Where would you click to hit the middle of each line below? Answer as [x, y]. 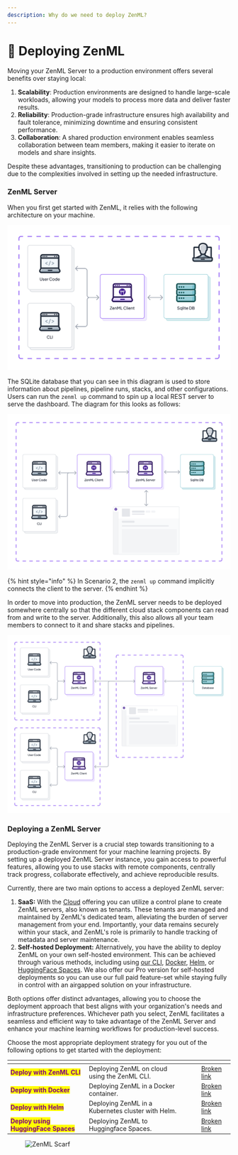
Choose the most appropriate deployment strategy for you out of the [107, 1043]
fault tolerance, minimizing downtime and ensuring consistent [108, 122]
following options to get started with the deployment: [84, 1050]
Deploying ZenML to [118, 1121]
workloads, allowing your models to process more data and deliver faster [124, 99]
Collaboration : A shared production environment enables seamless [116, 137]
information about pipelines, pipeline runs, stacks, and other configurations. [118, 389]
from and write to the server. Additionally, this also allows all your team [110, 618]
